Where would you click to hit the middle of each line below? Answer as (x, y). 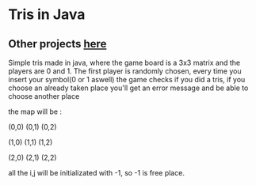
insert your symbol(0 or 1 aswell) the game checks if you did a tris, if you (127, 79)
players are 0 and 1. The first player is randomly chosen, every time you (125, 71)
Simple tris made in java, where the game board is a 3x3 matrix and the (124, 62)
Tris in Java (47, 15)
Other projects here (57, 44)
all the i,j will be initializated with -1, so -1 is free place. (96, 173)
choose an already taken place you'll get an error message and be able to (128, 88)
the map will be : (35, 111)
